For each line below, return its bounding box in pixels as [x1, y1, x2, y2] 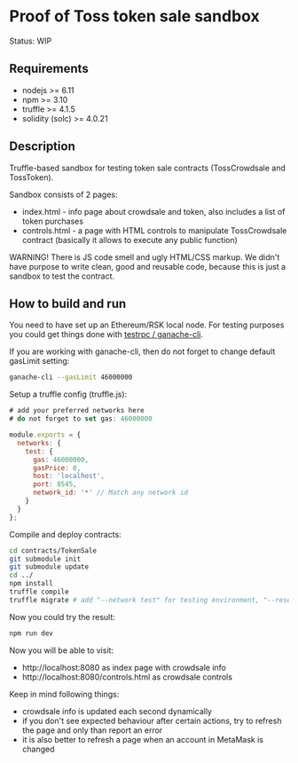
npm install [9, 579, 53, 588]
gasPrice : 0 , [32, 463, 82, 472]
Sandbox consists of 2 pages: [9, 189, 118, 200]
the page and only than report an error [21, 725, 163, 735]
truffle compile [9, 587, 69, 596]
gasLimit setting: [9, 356, 70, 366]
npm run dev [9, 628, 53, 638]
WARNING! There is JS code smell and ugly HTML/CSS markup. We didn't [9, 251, 280, 263]
